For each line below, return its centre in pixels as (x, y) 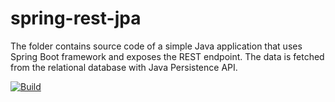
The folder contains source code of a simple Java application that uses (156, 46)
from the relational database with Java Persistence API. (124, 67)
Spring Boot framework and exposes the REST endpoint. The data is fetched (167, 56)
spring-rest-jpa (76, 18)
